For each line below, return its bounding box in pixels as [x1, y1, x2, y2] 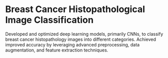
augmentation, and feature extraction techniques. [5, 47, 109, 53]
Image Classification [5, 14, 94, 26]
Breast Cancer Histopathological [5, 4, 145, 15]
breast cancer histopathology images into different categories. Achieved [5, 36, 156, 42]
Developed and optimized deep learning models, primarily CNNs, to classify [5, 31, 163, 37]
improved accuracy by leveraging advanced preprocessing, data [5, 41, 140, 47]
